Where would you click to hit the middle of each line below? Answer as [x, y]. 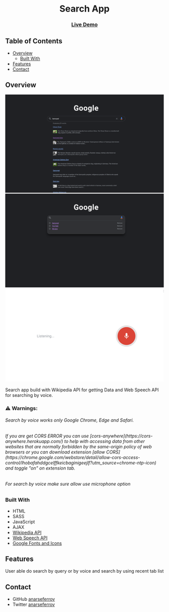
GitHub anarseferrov [34, 599]
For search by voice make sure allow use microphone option [68, 484]
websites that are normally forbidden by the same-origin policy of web [78, 447]
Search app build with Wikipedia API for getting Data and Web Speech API [82, 390]
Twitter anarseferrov [34, 604]
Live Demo [84, 25]
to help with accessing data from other [104, 441]
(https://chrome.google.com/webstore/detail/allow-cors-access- [73, 457]
